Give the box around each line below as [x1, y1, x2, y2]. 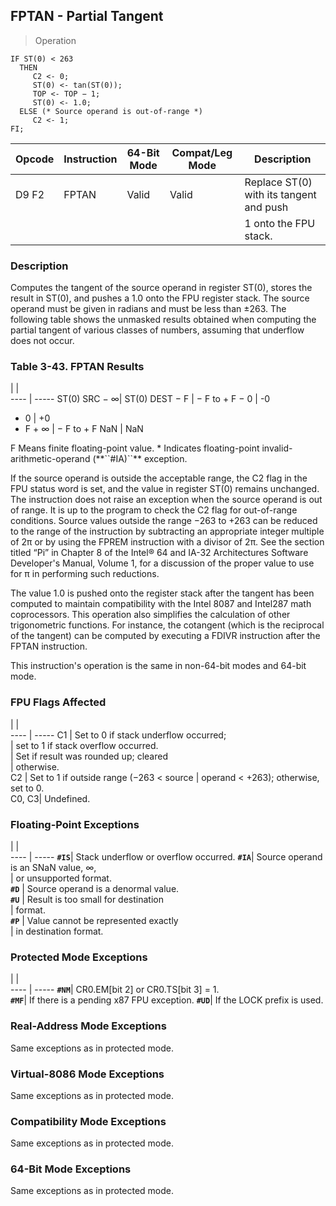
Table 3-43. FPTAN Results [10, 360, 145, 374]
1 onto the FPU [244, 216, 316, 230]
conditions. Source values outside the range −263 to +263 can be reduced [10, 515, 318, 527]
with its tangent [244, 187, 317, 201]
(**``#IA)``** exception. [92, 453, 188, 465]
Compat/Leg [171, 145, 233, 159]
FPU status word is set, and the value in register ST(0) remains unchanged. [10, 483, 320, 495]
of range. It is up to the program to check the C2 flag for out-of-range [10, 504, 298, 516]
